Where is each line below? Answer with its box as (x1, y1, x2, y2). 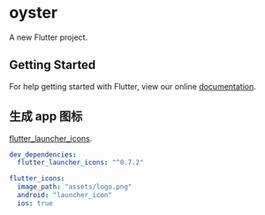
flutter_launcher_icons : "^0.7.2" (17, 158, 144, 167)
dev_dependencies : (9, 150, 77, 159)
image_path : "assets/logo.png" (17, 182, 132, 192)
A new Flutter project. (9, 32, 88, 42)
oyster (9, 3, 58, 23)
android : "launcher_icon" (17, 191, 113, 200)
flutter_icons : (9, 174, 65, 183)
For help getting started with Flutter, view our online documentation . (9, 81, 256, 91)
